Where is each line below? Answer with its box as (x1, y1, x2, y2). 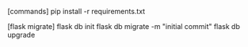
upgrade (7, 31, 36, 39)
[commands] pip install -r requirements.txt (7, 7, 146, 16)
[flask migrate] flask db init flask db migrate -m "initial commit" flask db (7, 22, 241, 31)
